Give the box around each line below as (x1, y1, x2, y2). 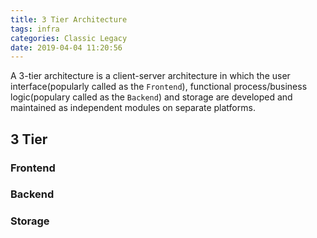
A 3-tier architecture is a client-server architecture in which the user (10, 70, 291, 82)
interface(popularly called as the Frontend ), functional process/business (10, 81, 308, 93)
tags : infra (10, 24, 60, 34)
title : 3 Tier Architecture (10, 14, 128, 25)
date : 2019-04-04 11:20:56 (10, 42, 123, 53)
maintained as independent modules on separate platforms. (10, 102, 256, 114)
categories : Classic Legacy (10, 33, 128, 43)
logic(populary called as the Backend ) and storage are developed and (10, 91, 293, 103)
